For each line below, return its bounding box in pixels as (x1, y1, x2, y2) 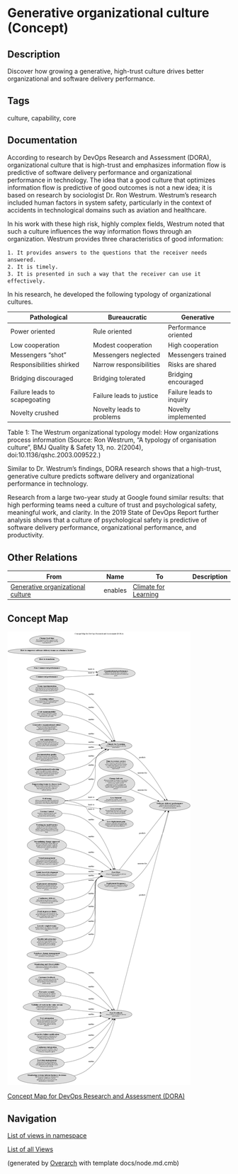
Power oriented (10, 327, 55, 336)
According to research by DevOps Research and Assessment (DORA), (7, 153, 211, 161)
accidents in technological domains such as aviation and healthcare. (7, 205, 207, 214)
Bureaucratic (108, 313, 147, 321)
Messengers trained (167, 351, 227, 359)
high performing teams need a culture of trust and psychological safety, (7, 501, 217, 509)
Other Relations (7, 551, 78, 564)
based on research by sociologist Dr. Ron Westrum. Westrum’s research (7, 190, 217, 199)
